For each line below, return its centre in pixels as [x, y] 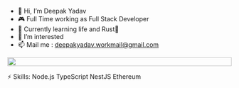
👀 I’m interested [41, 37]
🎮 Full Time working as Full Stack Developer [83, 19]
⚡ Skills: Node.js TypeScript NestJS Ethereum [74, 77]
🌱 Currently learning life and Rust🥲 [68, 29]
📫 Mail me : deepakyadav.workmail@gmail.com [88, 45]
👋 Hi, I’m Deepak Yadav [52, 11]
